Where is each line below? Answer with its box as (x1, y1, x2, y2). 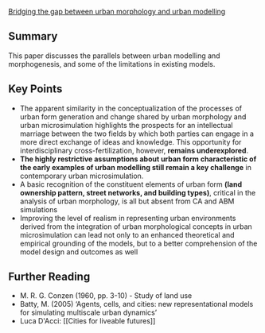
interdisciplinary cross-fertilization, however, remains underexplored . (19, 145, 249, 155)
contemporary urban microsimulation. (19, 171, 144, 180)
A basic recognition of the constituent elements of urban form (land (19, 179, 243, 189)
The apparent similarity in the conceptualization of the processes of (19, 103, 243, 113)
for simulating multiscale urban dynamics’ (19, 308, 158, 317)
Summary (8, 29, 58, 43)
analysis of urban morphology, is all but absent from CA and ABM (19, 196, 235, 206)
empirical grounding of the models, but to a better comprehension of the (19, 238, 258, 248)
